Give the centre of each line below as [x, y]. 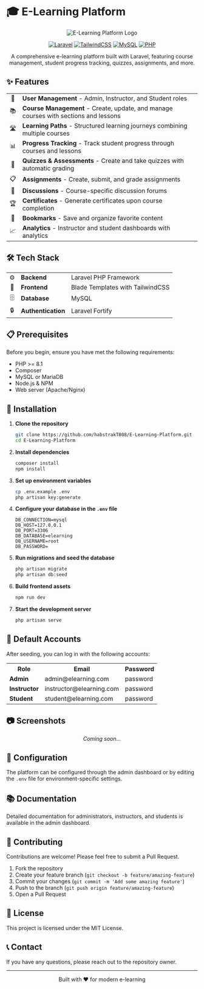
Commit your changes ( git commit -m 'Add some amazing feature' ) [100, 881]
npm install [30, 469]
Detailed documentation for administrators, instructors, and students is [95, 816]
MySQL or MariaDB [39, 377]
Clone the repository [42, 424]
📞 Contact [24, 947]
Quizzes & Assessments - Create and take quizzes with [103, 161]
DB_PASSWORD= [32, 547]
